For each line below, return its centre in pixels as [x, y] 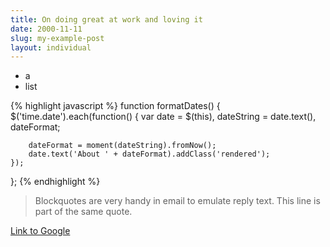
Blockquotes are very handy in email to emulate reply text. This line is [177, 201]
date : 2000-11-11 [46, 29]
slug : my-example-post [57, 38]
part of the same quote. [83, 212]
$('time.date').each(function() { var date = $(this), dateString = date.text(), [163, 117]
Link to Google [40, 231]
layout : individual [51, 47]
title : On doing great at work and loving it [106, 19]
